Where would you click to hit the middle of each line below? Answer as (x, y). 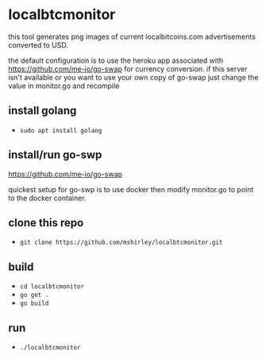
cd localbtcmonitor (52, 287)
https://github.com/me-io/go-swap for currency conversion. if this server (128, 68)
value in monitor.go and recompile (64, 86)
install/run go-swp (55, 155)
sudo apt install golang (61, 130)
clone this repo (46, 223)
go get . (34, 295)
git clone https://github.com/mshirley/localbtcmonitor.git (121, 243)
